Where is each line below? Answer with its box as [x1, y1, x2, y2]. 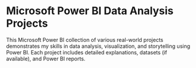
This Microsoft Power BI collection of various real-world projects [6, 36, 164, 43]
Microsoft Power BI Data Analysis [6, 4, 173, 18]
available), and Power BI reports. [6, 55, 86, 62]
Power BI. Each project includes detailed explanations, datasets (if [6, 48, 168, 56]
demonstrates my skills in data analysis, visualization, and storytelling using [6, 43, 191, 50]
